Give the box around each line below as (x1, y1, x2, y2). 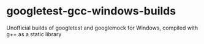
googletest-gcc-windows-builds (6, 4, 176, 18)
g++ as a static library (6, 30, 62, 37)
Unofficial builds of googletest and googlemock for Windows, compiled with (6, 24, 198, 31)
